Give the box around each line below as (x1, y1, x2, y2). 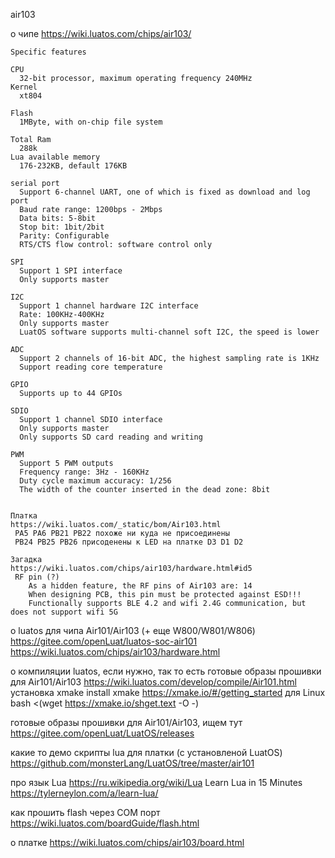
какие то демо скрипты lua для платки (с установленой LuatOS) (10, 747, 283, 758)
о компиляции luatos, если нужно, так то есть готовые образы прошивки (10, 665, 322, 677)
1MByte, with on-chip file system (19, 117, 163, 127)
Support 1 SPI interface (19, 266, 123, 276)
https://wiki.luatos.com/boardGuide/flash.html (10, 817, 200, 829)
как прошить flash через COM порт (10, 807, 161, 818)
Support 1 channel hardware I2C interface (19, 301, 199, 311)
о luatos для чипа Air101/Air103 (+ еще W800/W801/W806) (10, 625, 256, 636)
